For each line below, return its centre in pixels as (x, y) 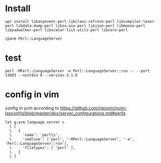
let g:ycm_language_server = (35, 122)
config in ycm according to (32, 108)
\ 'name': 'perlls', (35, 135)
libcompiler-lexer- (137, 21)
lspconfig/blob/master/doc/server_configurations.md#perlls (66, 113)
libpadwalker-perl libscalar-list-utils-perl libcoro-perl (67, 30)
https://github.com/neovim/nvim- (93, 108)
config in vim (32, 94)
